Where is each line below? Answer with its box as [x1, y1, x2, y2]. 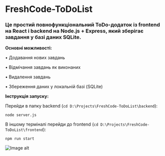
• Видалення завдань [5, 74, 51, 80]
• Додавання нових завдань [5, 55, 65, 61]
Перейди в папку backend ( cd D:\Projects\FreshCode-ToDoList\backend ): [5, 103, 158, 109]
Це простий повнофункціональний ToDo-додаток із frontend [5, 21, 161, 28]
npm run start [5, 136, 35, 142]
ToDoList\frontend [5, 128, 43, 133]
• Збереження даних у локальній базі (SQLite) [5, 84, 103, 90]
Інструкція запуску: [5, 93, 49, 99]
